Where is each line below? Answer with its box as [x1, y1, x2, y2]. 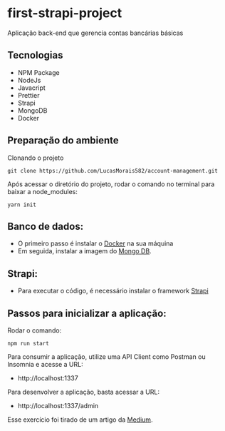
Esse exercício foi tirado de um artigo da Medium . [7, 415, 153, 424]
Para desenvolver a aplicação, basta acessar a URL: [7, 387, 160, 396]
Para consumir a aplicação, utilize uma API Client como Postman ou [7, 353, 206, 361]
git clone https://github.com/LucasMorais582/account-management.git [7, 167, 219, 174]
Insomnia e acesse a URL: [7, 360, 83, 368]
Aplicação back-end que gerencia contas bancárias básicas [7, 29, 184, 37]
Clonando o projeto [7, 153, 64, 162]
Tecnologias [7, 49, 63, 61]
